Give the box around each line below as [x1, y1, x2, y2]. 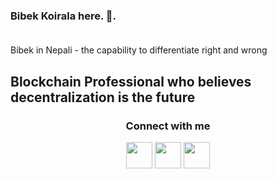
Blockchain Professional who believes [10, 73, 252, 90]
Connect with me [125, 119, 211, 133]
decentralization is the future [10, 89, 196, 106]
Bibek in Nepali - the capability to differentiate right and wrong [10, 44, 268, 56]
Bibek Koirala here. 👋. [10, 9, 117, 23]
